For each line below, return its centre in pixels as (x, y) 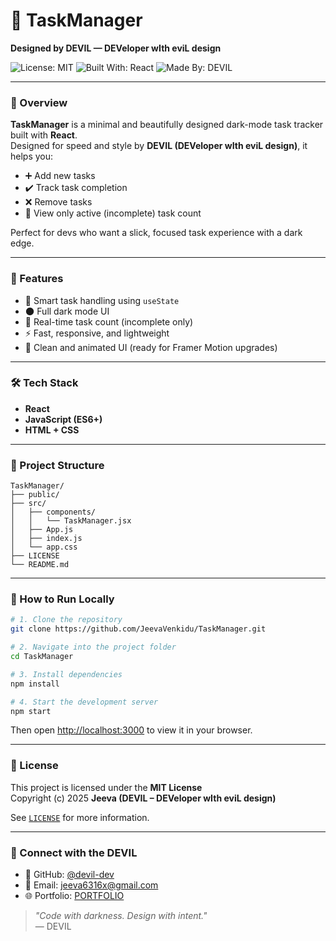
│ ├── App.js (42, 530)
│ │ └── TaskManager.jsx (71, 521)
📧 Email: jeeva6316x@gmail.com (91, 885)
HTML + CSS (52, 430)
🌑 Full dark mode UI (67, 311)
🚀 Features (37, 279)
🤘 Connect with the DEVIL (74, 852)
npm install (35, 684)
